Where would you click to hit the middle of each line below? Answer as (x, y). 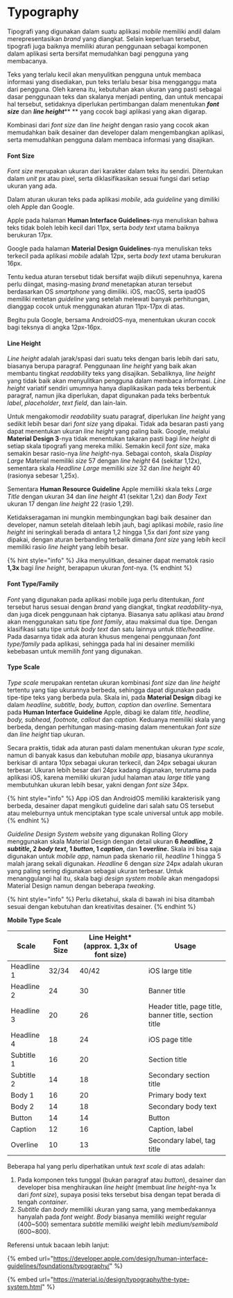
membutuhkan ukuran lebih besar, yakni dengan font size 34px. (98, 784)
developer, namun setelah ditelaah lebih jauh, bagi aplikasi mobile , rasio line (115, 525)
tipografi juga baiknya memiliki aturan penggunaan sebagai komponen (107, 46)
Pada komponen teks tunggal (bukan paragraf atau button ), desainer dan (121, 1180)
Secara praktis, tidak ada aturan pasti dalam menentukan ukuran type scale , (116, 747)
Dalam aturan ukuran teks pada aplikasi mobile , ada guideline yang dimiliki (113, 200)
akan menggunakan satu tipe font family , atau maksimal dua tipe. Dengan (112, 622)
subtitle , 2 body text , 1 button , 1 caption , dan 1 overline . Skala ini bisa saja (114, 848)
